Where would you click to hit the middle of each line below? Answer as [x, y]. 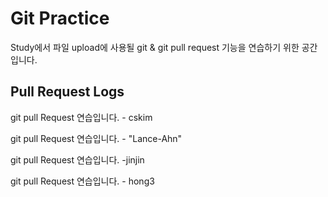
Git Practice [60, 18]
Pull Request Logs [67, 92]
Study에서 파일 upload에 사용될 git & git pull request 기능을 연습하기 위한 [155, 47]
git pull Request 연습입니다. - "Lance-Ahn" [96, 138]
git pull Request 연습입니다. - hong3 [82, 181]
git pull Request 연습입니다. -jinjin [77, 159]
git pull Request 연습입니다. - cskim [81, 117]
